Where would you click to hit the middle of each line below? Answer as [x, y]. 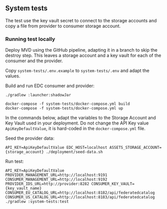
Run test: [15, 161]
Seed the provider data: [30, 138]
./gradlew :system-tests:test [37, 202]
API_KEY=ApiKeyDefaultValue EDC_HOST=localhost [56, 148]
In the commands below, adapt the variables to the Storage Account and [80, 118]
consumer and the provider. [34, 61]
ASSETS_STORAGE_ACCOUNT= [136, 148]
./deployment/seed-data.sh [74, 152]
